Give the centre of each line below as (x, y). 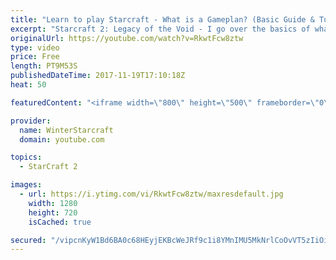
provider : (31, 121)
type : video (35, 47)
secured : (28, 240)
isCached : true (60, 222)
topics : (26, 157)
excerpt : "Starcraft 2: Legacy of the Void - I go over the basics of (160, 29)
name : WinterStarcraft (66, 130)
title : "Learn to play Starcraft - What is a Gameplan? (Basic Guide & (162, 19)
